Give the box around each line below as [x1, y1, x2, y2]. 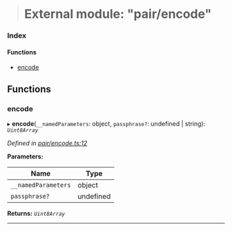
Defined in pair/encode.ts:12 [7, 139, 88, 147]
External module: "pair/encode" [23, 6, 212, 22]
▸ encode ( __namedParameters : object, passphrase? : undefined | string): [7, 120, 206, 128]
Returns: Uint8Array [7, 210, 66, 217]
